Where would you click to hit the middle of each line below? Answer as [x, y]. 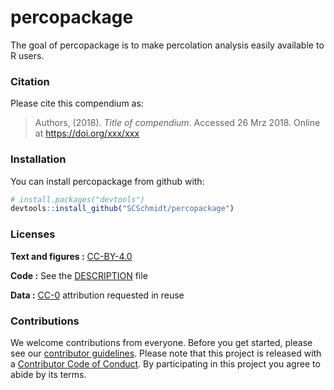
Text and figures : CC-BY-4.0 [71, 256]
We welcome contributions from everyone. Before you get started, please [161, 342]
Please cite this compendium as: [77, 103]
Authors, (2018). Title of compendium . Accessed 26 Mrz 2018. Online [177, 123]
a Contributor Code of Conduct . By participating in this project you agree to [165, 363]
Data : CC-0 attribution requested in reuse [97, 295]
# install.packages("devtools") [77, 199]
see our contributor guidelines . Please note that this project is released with [166, 353]
